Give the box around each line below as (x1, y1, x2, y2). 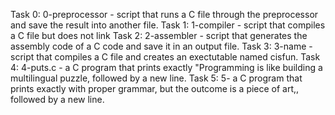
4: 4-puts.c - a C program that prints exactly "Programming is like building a (10, 62, 323, 73)
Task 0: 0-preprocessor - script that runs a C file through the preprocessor (10, 9, 319, 20)
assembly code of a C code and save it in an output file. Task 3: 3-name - (10, 40, 313, 52)
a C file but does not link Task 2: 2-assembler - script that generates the (10, 30, 308, 41)
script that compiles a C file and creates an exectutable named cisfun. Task (10, 51, 321, 63)
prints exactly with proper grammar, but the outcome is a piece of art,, (10, 83, 300, 94)
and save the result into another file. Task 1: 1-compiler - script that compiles (10, 19, 326, 31)
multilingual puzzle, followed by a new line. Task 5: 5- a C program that (10, 72, 303, 84)
